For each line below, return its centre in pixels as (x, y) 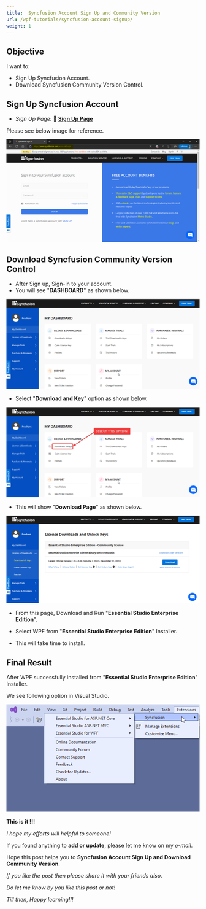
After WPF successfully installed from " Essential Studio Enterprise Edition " (102, 678)
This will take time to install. (50, 643)
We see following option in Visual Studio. (58, 696)
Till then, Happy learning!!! (40, 900)
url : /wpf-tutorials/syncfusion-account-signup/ (70, 19)
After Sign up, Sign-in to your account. (64, 284)
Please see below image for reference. (55, 131)
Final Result (29, 663)
